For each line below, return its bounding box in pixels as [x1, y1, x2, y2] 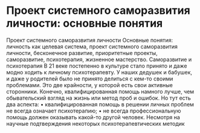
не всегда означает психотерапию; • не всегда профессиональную [6, 107, 181, 114]
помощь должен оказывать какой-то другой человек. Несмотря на [6, 113, 180, 121]
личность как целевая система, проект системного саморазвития [6, 43, 178, 50]
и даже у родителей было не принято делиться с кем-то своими [6, 75, 173, 82]
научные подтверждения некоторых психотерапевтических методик [6, 120, 185, 127]
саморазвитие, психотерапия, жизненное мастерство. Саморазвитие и [6, 56, 192, 63]
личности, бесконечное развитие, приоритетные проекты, [6, 49, 158, 56]
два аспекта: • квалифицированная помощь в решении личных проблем [6, 100, 195, 108]
